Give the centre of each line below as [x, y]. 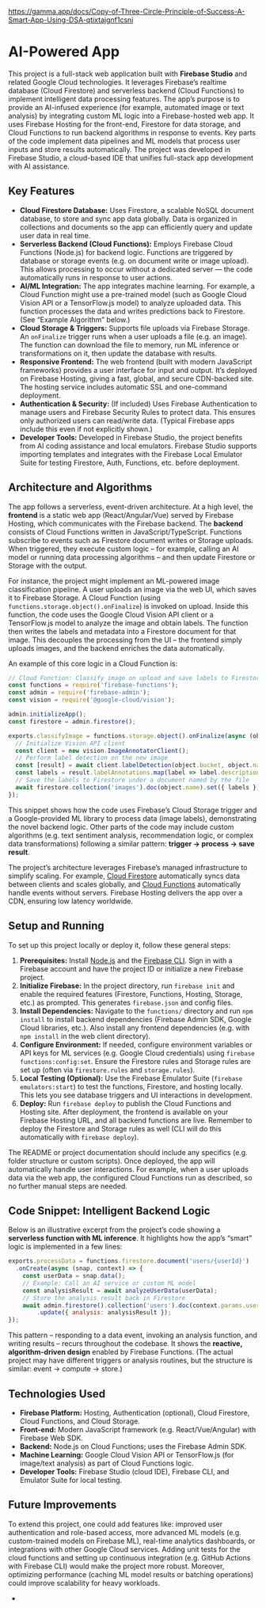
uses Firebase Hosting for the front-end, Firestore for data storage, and [125, 124]
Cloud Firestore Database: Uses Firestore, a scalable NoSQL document [137, 210]
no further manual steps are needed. [68, 1186]
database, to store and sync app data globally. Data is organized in [128, 219]
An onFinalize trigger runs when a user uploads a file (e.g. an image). [133, 336]
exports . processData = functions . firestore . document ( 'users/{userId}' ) [129, 1261]
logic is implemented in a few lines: [65, 1247]
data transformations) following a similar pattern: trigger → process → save [131, 843]
